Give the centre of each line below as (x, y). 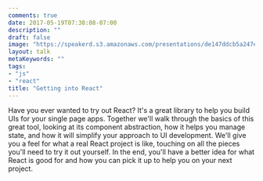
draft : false (29, 37)
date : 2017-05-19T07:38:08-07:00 (63, 23)
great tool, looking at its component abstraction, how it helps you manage (127, 127)
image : (19, 45)
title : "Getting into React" (56, 88)
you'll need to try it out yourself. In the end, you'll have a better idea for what (131, 152)
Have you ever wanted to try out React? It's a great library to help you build (129, 110)
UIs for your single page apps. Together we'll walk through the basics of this (131, 119)
